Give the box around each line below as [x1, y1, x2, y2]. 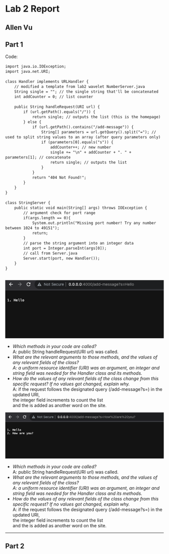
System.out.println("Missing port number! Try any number [32, 221, 156, 226]
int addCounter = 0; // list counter [14, 94, 94, 99]
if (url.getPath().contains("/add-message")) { [32, 125, 134, 130]
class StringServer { [5, 200, 51, 206]
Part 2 [5, 542, 25, 550]
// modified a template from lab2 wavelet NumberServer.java [14, 84, 145, 89]
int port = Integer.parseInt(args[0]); [23, 246, 107, 251]
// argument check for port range [23, 211, 96, 216]
